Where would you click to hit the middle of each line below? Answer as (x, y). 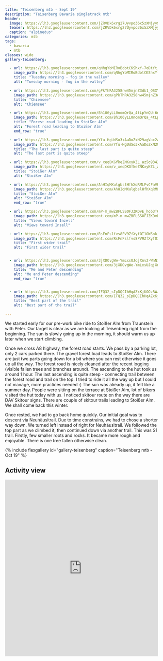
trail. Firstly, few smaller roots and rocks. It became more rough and (73, 435)
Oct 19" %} (16, 455)
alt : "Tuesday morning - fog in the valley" (59, 82)
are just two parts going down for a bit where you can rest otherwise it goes (81, 359)
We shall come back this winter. (37, 405)
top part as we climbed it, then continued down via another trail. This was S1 (81, 430)
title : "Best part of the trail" (48, 301)
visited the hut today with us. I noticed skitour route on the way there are (78, 395)
